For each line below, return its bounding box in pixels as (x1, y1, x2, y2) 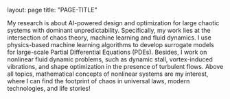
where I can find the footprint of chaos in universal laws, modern (7, 77, 190, 85)
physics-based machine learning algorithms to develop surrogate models (7, 41, 214, 48)
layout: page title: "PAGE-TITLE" (7, 6, 97, 14)
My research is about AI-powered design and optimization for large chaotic (7, 19, 220, 27)
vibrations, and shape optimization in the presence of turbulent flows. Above (7, 63, 224, 70)
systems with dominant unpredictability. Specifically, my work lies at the (7, 27, 211, 34)
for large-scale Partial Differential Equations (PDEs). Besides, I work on (7, 48, 207, 56)
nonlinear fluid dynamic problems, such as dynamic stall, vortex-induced (7, 55, 213, 63)
